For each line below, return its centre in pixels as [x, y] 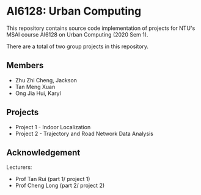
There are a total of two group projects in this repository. [77, 46]
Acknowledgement [43, 153]
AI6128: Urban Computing [74, 11]
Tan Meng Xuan [35, 87]
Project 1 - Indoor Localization [53, 127]
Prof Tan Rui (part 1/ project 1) [53, 179]
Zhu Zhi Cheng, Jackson [46, 80]
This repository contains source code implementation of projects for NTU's [101, 28]
